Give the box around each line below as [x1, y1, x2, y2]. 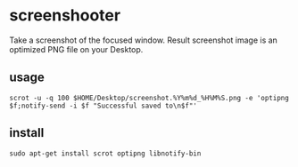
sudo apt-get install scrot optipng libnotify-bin [9, 148, 202, 158]
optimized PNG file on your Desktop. [9, 44, 144, 54]
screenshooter [9, 5, 121, 26]
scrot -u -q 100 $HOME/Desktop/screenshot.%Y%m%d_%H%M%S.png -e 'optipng [9, 93, 290, 102]
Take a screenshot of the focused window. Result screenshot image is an [9, 35, 278, 45]
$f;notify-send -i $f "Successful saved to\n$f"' [9, 101, 198, 110]
